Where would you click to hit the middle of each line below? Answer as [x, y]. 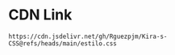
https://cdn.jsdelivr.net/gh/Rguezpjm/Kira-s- [88, 36]
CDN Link [40, 15]
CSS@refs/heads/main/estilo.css [62, 43]
